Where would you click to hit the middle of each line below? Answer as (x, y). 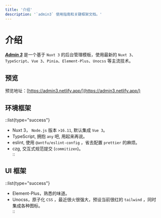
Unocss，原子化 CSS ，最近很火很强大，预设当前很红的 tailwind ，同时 (84, 199)
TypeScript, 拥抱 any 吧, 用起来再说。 (50, 137)
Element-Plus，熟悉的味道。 (41, 193)
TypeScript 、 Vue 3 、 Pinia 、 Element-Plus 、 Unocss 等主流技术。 (69, 61)
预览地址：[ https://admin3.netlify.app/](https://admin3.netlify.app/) (73, 91)
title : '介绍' (19, 10)
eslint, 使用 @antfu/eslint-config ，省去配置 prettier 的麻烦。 (76, 143)
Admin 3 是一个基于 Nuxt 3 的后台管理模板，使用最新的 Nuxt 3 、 (71, 55)
